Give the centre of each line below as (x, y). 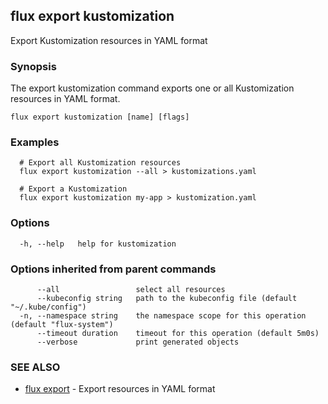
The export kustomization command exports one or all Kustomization (152, 88)
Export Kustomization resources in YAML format (109, 40)
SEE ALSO (35, 367)
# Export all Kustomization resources (100, 163)
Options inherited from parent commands (113, 269)
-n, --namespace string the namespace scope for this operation (163, 316)
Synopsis (33, 66)
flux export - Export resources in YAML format (120, 389)
